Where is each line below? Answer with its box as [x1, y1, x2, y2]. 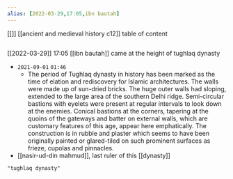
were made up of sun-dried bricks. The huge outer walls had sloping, [27, 84, 227, 93]
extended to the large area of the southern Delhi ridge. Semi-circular [27, 92, 225, 100]
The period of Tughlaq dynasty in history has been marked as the [27, 70, 216, 78]
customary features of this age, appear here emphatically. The [27, 121, 207, 130]
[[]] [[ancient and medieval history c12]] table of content [7, 29, 168, 38]
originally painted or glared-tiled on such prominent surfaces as [27, 137, 211, 145]
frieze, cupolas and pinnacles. [27, 143, 114, 152]
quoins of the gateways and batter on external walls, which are [27, 114, 208, 123]
